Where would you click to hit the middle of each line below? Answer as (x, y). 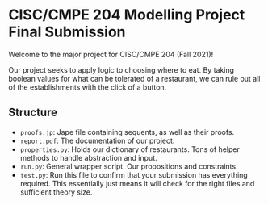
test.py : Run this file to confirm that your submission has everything (134, 174)
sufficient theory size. (56, 192)
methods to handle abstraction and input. (88, 157)
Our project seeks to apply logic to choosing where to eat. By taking (121, 69)
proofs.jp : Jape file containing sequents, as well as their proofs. (127, 132)
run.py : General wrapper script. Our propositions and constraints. (129, 166)
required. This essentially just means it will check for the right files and (137, 183)
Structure (33, 113)
